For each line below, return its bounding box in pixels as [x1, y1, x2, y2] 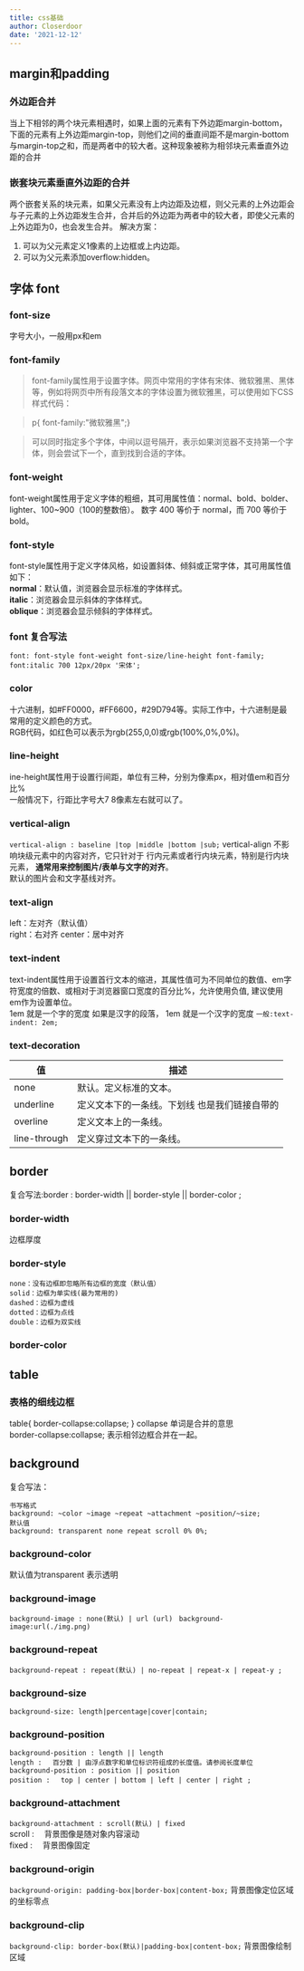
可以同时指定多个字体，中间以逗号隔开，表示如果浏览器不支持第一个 [31, 437, 286, 447]
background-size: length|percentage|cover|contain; [9, 1707, 208, 1716]
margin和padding [9, 65, 110, 82]
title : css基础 [9, 13, 64, 23]
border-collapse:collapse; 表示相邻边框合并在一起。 [9, 1429, 203, 1440]
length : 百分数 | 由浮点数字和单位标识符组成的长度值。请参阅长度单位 [9, 1758, 253, 1767]
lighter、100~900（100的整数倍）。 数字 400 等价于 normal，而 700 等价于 [9, 504, 288, 514]
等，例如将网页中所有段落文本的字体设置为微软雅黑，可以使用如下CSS [31, 387, 294, 398]
